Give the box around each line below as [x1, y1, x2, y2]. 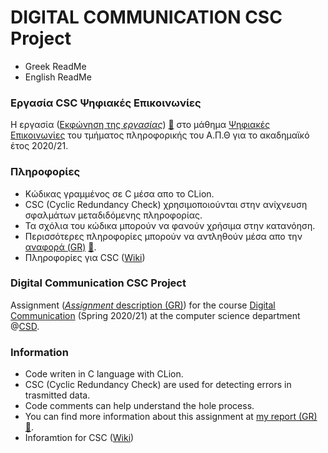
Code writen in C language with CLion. [24, 368, 184, 380]
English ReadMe [24, 71, 92, 83]
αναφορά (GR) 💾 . [24, 241, 97, 253]
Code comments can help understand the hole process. [24, 400, 255, 412]
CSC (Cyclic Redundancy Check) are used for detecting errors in [24, 379, 292, 391]
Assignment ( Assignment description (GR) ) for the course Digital [10, 299, 276, 311]
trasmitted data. [24, 389, 91, 401]
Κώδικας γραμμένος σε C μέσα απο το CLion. [24, 187, 215, 200]
